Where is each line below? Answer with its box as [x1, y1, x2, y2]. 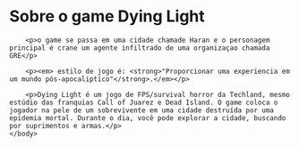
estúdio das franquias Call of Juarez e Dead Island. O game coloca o [9, 98, 278, 107]
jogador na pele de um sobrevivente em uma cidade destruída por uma [9, 105, 275, 115]
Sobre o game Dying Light [9, 6, 206, 27]
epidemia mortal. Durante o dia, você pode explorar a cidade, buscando [9, 113, 286, 122]
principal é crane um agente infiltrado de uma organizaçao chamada [9, 43, 270, 53]
